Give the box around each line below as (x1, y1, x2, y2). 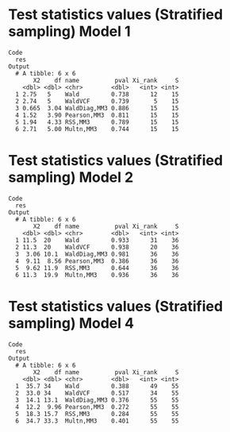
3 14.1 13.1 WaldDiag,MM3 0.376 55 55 (15, 395, 179, 404)
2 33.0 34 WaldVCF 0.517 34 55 (15, 389, 179, 397)
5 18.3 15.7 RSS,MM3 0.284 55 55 (15, 410, 179, 418)
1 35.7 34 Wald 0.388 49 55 (15, 382, 179, 390)
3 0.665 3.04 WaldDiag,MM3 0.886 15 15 (15, 104, 179, 112)
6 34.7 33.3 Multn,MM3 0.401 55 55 (15, 417, 179, 425)
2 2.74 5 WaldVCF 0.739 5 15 (15, 97, 179, 105)
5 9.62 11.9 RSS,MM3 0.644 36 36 (15, 264, 179, 272)
